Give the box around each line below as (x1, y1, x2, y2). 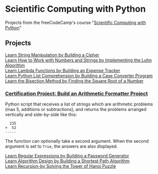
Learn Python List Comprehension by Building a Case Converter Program (5, 72, 153, 79)
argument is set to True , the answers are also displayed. (5, 143, 118, 150)
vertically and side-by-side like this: (5, 111, 77, 118)
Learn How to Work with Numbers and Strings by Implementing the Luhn (5, 57, 152, 63)
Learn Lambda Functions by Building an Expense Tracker (5, 67, 120, 73)
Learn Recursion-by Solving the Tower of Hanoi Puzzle (5, 163, 116, 169)
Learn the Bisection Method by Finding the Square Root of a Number (5, 78, 144, 84)
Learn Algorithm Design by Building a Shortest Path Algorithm (5, 158, 130, 164)
